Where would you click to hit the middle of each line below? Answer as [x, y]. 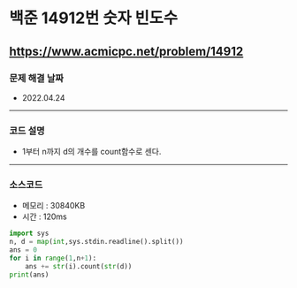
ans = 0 [23, 250]
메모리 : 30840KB [53, 206]
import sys [29, 234]
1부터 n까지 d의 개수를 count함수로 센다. [91, 152]
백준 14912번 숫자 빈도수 [94, 18]
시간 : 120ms [45, 216]
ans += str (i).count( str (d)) [79, 266]
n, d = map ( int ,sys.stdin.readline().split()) [96, 242]
